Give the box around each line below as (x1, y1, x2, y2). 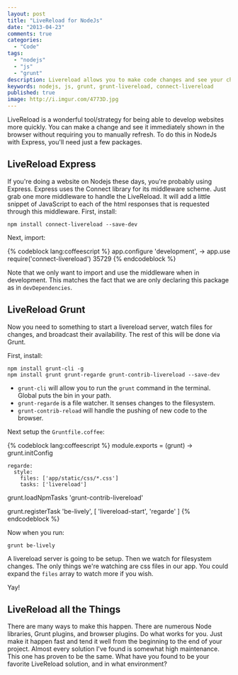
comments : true (7, 30, 52, 37)
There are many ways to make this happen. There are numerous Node (7, 622, 212, 630)
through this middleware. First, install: (7, 207, 117, 216)
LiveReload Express (7, 158, 96, 171)
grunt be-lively (7, 542, 55, 549)
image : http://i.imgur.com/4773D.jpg (7, 96, 119, 103)
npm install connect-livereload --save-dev (7, 221, 138, 228)
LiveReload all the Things (7, 604, 121, 616)
